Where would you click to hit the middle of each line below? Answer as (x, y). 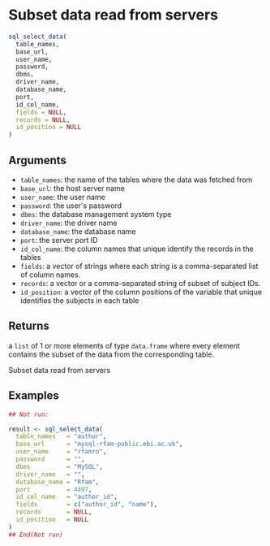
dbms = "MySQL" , (60, 466)
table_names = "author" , (61, 436)
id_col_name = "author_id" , (66, 497)
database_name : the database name (78, 232)
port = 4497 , (54, 489)
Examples (34, 396)
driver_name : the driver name (69, 223)
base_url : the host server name (73, 188)
